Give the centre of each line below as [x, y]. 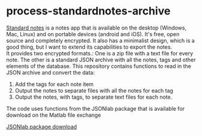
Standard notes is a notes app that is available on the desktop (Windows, [96, 28]
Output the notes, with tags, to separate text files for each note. [93, 97]
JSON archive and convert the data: [50, 72]
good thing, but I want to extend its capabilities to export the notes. [89, 47]
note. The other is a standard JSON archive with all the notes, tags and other [101, 60]
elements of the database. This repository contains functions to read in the [99, 66]
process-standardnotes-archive [88, 11]
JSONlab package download [41, 126]
